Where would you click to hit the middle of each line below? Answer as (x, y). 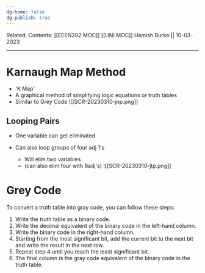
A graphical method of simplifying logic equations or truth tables (96, 95)
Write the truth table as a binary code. (63, 219)
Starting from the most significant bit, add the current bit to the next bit (104, 239)
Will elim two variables (52, 159)
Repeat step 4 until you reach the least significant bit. (82, 252)
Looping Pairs (33, 121)
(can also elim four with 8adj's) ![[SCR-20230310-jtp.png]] (98, 166)
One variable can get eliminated (55, 136)
